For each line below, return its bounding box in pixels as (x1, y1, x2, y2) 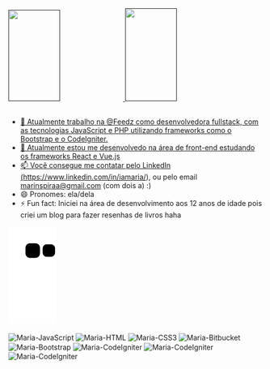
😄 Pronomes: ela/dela (19, 190, 95, 200)
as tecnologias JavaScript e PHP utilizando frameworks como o (19, 126, 232, 135)
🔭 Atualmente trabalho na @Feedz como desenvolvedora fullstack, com (19, 117, 259, 127)
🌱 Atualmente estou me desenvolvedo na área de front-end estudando (19, 143, 255, 152)
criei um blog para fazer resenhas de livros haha (19, 210, 182, 220)
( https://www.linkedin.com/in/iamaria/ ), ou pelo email (19, 172, 198, 182)
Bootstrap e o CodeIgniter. (19, 134, 108, 144)
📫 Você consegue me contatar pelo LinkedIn (19, 161, 171, 170)
